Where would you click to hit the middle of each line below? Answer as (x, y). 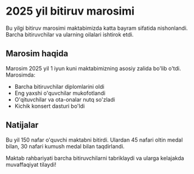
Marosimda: (21, 75)
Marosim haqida (37, 54)
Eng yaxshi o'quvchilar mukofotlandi (60, 93)
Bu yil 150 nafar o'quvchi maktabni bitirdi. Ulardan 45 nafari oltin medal (94, 140)
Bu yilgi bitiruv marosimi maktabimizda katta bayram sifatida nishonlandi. (97, 28)
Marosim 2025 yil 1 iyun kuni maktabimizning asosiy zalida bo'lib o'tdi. (93, 68)
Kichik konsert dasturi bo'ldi (50, 106)
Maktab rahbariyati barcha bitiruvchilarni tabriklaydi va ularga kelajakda (95, 158)
